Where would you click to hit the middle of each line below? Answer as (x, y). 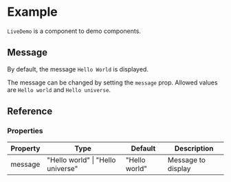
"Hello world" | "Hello (81, 160)
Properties (25, 131)
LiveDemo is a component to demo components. (74, 31)
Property (25, 148)
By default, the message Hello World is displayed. (78, 69)
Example (32, 12)
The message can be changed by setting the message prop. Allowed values (112, 82)
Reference (30, 112)
